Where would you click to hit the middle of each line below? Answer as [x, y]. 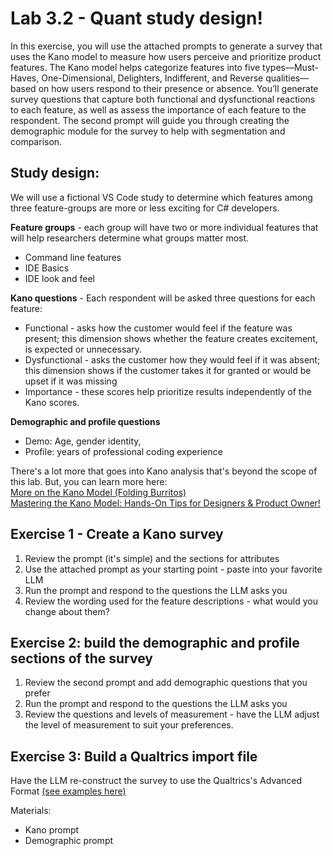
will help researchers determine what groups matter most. [130, 238]
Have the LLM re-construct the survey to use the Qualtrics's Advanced [156, 781]
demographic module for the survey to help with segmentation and [148, 131]
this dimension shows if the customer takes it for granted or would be [168, 370]
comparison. [36, 141]
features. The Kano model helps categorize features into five [135, 67]
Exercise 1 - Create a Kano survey [117, 534]
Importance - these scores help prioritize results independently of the [168, 391]
